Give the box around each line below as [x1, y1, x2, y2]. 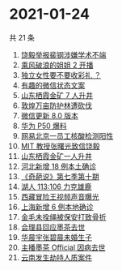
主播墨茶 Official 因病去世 [20, 242, 106, 252]
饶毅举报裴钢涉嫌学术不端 [20, 49, 107, 59]
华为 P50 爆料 [20, 121, 67, 131]
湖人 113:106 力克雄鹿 [20, 182, 92, 191]
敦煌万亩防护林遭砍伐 [20, 101, 92, 110]
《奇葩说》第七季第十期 [20, 171, 99, 181]
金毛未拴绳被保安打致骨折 [20, 212, 107, 221]
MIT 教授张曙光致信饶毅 [20, 141, 100, 151]
